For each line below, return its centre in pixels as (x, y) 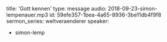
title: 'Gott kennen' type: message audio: (56, 9)
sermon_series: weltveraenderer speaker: (58, 21)
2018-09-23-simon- (132, 9)
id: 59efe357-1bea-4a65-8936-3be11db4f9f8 (105, 15)
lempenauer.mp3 (27, 15)
